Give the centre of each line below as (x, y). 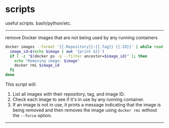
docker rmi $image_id (37, 66)
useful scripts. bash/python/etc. (38, 23)
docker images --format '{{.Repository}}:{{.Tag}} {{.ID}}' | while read (84, 47)
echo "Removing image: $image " (47, 61)
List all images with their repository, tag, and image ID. (69, 94)
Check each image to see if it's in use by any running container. (78, 99)
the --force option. (32, 115)
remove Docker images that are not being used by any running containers (81, 37)
